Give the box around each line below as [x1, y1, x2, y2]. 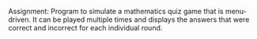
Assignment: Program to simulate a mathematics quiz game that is [8, 7, 224, 16]
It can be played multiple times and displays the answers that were [32, 15, 250, 24]
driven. [8, 15, 32, 24]
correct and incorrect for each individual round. [8, 23, 163, 32]
